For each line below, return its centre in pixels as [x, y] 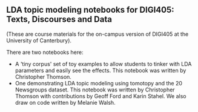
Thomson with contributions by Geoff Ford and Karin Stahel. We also [101, 96]
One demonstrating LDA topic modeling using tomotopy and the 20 [99, 83]
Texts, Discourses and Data [59, 20]
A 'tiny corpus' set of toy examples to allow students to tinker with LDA [103, 64]
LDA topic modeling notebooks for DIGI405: [90, 10]
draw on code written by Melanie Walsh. [65, 102]
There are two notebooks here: [45, 52]
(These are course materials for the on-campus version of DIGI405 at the [97, 34]
